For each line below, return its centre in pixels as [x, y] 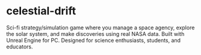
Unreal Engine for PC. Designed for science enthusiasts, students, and [94, 40]
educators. [20, 47]
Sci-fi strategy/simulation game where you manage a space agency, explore [100, 27]
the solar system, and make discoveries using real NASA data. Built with [95, 33]
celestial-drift [41, 11]
